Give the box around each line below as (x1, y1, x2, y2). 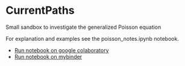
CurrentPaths (5, 4, 75, 17)
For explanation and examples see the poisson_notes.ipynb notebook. (5, 35, 179, 42)
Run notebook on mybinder (14, 53, 83, 60)
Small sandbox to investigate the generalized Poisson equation (5, 23, 161, 31)
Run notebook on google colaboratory (14, 46, 109, 54)
